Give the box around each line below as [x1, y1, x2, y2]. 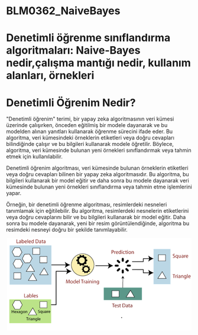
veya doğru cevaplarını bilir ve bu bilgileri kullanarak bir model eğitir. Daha [6, 214, 186, 221]
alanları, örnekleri [6, 69, 95, 82]
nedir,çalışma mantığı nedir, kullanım [6, 56, 191, 70]
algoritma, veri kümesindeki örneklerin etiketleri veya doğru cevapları [6, 134, 174, 141]
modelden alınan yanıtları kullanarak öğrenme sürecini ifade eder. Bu [6, 128, 173, 135]
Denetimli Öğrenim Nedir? [6, 96, 136, 109]
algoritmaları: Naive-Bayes [6, 44, 141, 57]
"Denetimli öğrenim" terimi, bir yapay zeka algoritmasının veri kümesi [6, 115, 174, 122]
